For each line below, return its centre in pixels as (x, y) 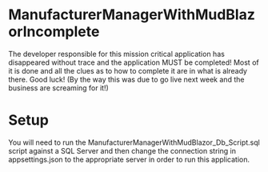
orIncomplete (54, 32)
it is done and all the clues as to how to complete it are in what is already (128, 70)
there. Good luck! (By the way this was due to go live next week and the (126, 79)
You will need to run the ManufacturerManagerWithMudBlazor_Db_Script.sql (134, 142)
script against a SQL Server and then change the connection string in (122, 150)
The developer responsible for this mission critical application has (117, 54)
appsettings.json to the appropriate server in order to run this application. (129, 159)
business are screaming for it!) (59, 88)
